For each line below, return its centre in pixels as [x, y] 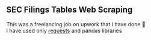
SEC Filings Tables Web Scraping [69, 10]
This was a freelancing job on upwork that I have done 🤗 [76, 24]
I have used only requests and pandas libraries [64, 30]
